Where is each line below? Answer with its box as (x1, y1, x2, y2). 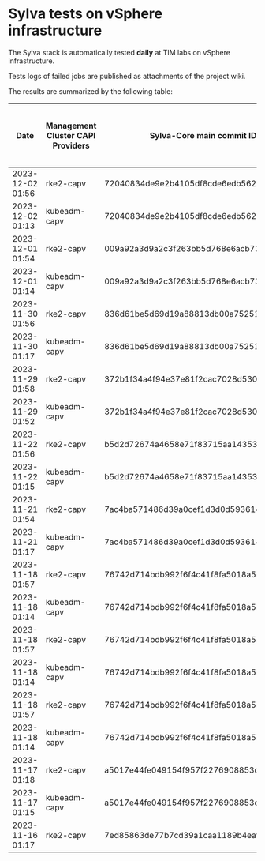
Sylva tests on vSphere (8, 5, 163, 23)
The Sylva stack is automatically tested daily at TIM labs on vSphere (8, 47, 231, 57)
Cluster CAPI (46, 130, 96, 141)
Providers (52, 140, 90, 151)
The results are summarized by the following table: (8, 86, 174, 96)
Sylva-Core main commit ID (149, 130, 257, 141)
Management (45, 120, 97, 131)
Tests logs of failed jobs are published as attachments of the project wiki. (8, 71, 246, 81)
